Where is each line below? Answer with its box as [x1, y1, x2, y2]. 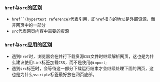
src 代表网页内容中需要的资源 [11, 28, 70, 34]
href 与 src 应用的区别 [4, 41, 52, 48]
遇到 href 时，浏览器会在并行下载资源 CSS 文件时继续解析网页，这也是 [11, 53, 145, 59]
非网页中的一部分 [11, 22, 46, 28]
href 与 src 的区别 [4, 4, 43, 11]
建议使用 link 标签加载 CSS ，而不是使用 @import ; [15, 59, 107, 65]
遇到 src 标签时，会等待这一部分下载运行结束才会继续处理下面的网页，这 [11, 65, 154, 71]
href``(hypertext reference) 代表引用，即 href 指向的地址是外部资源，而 [11, 16, 155, 22]
